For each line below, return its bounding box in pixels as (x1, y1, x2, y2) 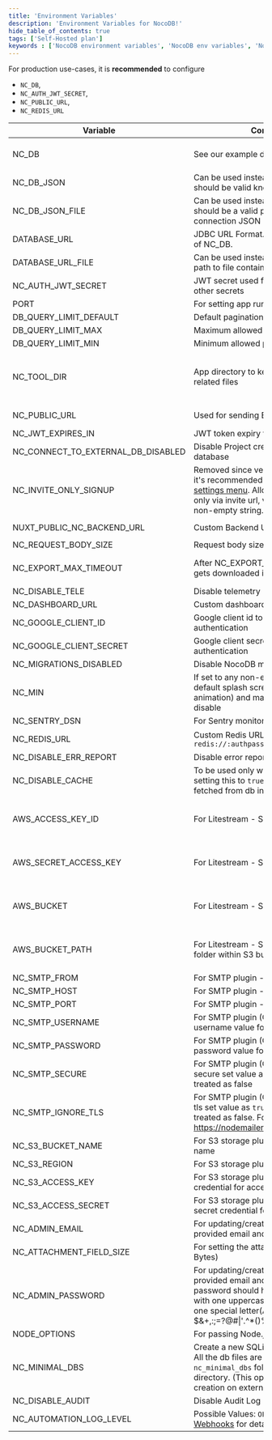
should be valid (193, 182, 252, 193)
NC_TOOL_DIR (12, 372, 67, 383)
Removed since (193, 465, 253, 476)
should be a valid (193, 206, 259, 217)
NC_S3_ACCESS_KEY (12, 1177, 95, 1188)
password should (193, 1285, 259, 1296)
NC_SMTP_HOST (12, 985, 79, 996)
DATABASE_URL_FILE (12, 257, 95, 268)
